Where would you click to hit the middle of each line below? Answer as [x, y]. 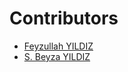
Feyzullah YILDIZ [58, 46]
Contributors [64, 18]
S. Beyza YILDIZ [57, 56]
